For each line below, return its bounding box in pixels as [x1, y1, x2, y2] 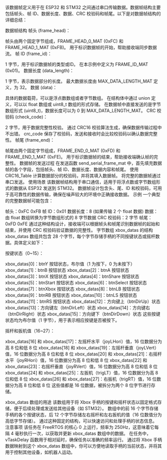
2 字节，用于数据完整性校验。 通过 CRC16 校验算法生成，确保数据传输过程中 [5, 125, 162, 130]
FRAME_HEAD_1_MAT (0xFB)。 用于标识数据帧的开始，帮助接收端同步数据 [5, 45, 157, 50]
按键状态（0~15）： [5, 250, 44, 256]
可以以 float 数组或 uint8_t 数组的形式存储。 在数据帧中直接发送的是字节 [13, 102, 161, 107]
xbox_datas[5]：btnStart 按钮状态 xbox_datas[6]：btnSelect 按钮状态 [5, 280, 147, 285]
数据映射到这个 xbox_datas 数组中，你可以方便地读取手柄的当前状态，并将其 [5, 443, 162, 449]
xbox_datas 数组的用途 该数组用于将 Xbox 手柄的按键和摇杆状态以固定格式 [5, 399, 158, 405]
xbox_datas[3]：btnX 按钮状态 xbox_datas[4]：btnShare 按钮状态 [5, 273, 140, 279]
